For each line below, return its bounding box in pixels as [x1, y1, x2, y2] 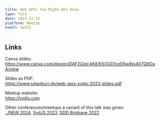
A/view [5, 66, 19, 72]
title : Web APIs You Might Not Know [5, 7, 79, 12]
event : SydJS [5, 25, 31, 30]
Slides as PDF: [5, 75, 34, 81]
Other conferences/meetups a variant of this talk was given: [5, 105, 125, 110]
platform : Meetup [5, 20, 40, 26]
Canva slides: [5, 56, 32, 61]
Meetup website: [5, 90, 39, 96]
